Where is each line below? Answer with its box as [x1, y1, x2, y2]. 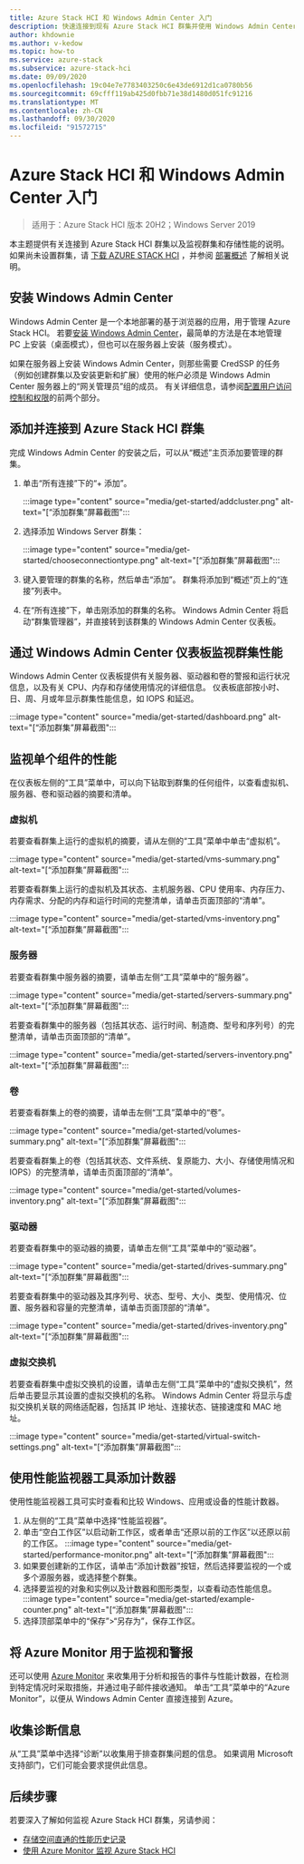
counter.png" [22, 1605, 72, 1615]
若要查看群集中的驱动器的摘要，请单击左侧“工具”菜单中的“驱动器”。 [9, 1243, 261, 1254]
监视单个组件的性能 [9, 751, 117, 766]
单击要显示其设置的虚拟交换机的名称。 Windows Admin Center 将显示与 [16, 1390, 285, 1400]
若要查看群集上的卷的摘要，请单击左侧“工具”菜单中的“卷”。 [9, 1108, 230, 1118]
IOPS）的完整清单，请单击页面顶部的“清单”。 [9, 1166, 178, 1177]
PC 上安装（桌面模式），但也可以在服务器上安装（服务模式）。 [9, 338, 237, 349]
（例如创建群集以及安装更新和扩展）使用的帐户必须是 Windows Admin [9, 369, 271, 380]
